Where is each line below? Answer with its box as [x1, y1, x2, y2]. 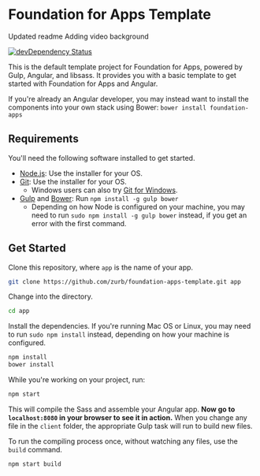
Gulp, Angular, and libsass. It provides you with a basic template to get [8, 70, 236, 80]
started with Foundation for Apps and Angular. [8, 79, 158, 88]
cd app [8, 307, 30, 315]
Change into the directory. [8, 292, 93, 301]
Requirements [8, 132, 79, 146]
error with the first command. [31, 218, 127, 228]
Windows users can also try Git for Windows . [31, 185, 178, 195]
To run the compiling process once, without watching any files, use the [8, 436, 238, 446]
